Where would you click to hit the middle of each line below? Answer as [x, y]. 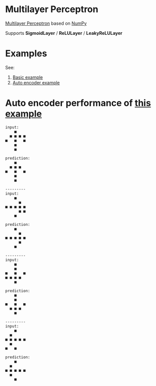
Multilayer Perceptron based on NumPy [46, 23]
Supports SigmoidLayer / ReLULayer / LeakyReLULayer [64, 33]
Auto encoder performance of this [78, 103]
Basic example [28, 77]
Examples [26, 54]
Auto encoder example [36, 82]
